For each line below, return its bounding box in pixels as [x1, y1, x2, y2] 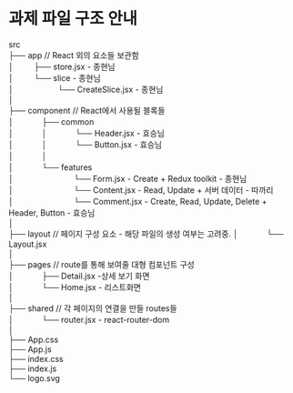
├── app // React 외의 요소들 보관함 [8, 49, 140, 60]
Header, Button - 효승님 [8, 207, 96, 218]
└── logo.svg [8, 372, 61, 383]
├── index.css [8, 353, 65, 364]
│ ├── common [8, 116, 95, 127]
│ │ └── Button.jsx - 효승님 [8, 138, 163, 150]
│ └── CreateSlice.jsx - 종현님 [8, 84, 164, 95]
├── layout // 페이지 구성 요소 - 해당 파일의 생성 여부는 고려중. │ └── [8, 228, 284, 239]
